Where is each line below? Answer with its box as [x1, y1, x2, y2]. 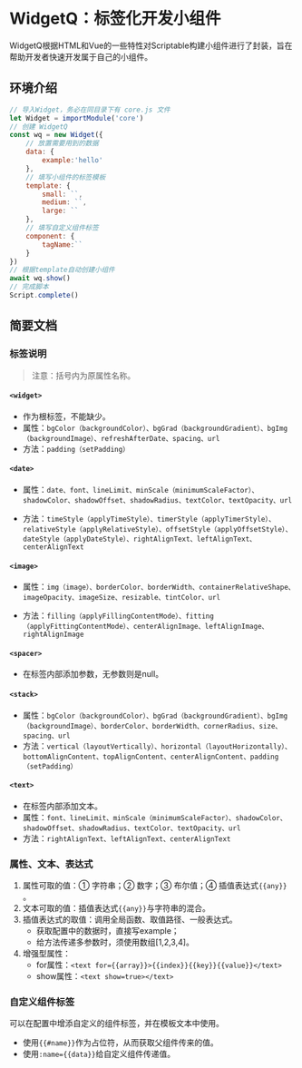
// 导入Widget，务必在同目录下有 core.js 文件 [9, 105, 170, 114]
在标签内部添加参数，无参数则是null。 [22, 669, 164, 680]
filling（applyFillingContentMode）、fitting [46, 612, 215, 622]
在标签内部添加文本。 [22, 800, 102, 811]
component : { [25, 231, 75, 240]
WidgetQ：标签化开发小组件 [9, 8, 221, 29]
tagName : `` [42, 240, 83, 250]
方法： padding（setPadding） [22, 443, 130, 454]
